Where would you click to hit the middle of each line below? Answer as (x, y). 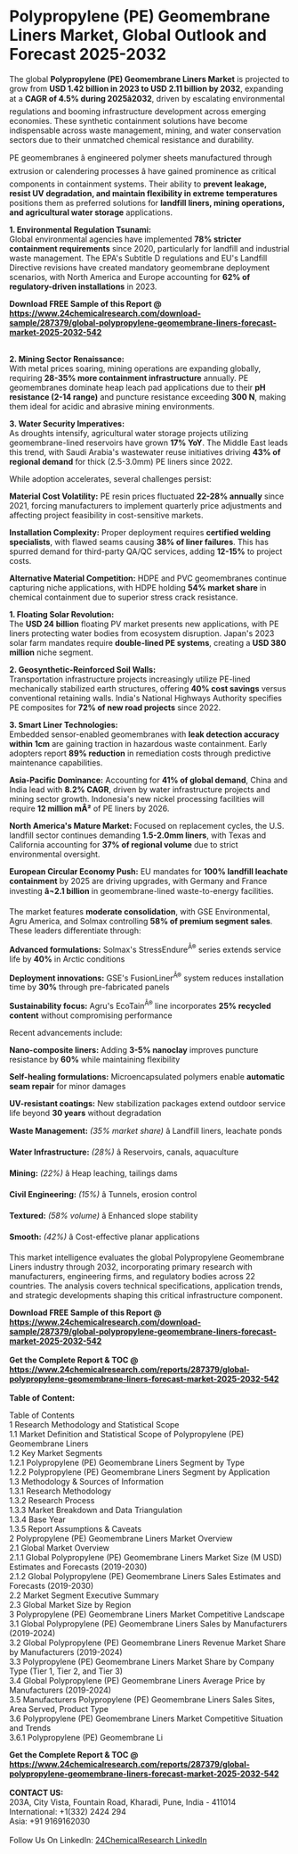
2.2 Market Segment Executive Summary (84, 1595)
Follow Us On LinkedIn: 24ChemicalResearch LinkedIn (108, 1840)
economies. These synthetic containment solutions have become (129, 120)
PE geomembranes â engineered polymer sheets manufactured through (141, 157)
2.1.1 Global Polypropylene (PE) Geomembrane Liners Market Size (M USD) (146, 1557)
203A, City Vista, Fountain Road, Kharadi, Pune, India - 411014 (123, 1802)
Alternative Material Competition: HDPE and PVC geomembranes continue (148, 578)
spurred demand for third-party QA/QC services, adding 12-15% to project (146, 551)
